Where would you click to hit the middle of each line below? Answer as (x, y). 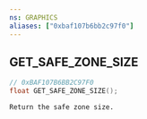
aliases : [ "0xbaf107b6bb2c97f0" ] (72, 26)
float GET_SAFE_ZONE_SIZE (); (64, 91)
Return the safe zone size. (62, 107)
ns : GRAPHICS (34, 17)
